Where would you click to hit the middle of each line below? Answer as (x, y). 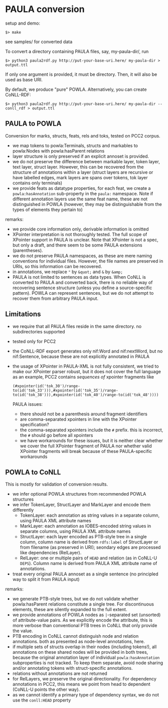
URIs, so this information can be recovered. (57, 266)
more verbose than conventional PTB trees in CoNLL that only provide (85, 626)
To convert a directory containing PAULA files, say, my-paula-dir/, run (77, 51)
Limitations (23, 314)
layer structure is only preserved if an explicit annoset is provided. (81, 156)
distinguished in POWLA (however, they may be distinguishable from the (87, 204)
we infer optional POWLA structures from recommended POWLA (79, 494)
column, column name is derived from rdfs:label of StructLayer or (89, 542)
